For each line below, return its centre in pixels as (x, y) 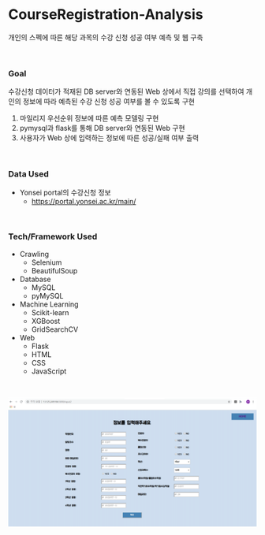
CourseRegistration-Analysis (106, 15)
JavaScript (49, 371)
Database (35, 279)
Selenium (47, 262)
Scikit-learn (50, 312)
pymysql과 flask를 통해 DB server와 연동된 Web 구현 (102, 128)
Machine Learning (49, 304)
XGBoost (46, 321)
